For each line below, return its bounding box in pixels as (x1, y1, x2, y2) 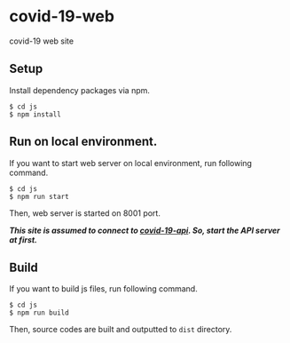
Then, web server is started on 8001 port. (9, 207, 161, 219)
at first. (9, 234, 38, 245)
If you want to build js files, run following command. (9, 283, 198, 294)
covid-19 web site (9, 36, 74, 46)
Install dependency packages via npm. (9, 84, 151, 95)
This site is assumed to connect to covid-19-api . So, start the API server (9, 225, 281, 235)
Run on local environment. (9, 134, 158, 149)
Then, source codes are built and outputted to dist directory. (9, 324, 232, 335)
